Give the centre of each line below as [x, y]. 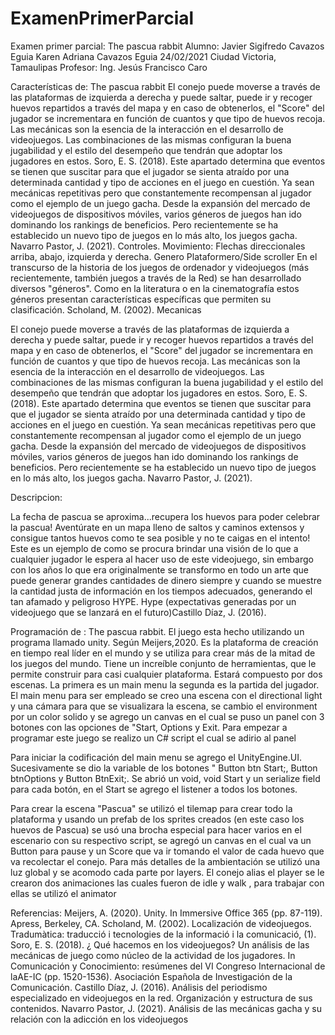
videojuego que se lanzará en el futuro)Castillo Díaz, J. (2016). [138, 612]
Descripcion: [36, 497]
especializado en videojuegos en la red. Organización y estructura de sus [161, 998]
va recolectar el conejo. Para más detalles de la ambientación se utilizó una [165, 861]
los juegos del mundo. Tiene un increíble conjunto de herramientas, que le [163, 663]
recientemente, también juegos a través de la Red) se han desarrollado [156, 278]
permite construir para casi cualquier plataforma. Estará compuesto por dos [166, 674]
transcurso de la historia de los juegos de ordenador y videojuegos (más [160, 267]
